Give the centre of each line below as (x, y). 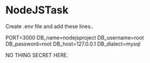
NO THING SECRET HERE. (37, 55)
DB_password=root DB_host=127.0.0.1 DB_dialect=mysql (73, 44)
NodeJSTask (37, 10)
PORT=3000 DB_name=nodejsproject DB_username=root (75, 37)
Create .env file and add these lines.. (50, 26)
